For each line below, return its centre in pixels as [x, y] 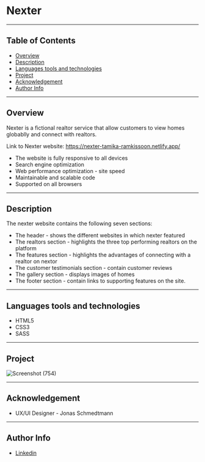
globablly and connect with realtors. [52, 134]
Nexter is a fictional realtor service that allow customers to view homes [95, 128]
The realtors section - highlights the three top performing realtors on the [106, 242]
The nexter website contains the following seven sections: [79, 223]
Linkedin [26, 453]
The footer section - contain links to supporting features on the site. [100, 281]
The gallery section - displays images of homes [75, 274]
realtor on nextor [36, 261]
